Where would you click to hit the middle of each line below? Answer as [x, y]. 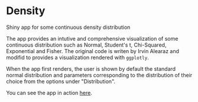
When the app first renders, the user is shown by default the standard [91, 68]
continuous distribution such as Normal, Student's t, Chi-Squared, [86, 45]
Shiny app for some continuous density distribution [68, 27]
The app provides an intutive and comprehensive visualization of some [92, 38]
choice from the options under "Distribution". [61, 81]
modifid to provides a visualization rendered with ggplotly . [77, 57]
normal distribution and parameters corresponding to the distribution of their [99, 75]
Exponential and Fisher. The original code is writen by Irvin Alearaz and [92, 51]
